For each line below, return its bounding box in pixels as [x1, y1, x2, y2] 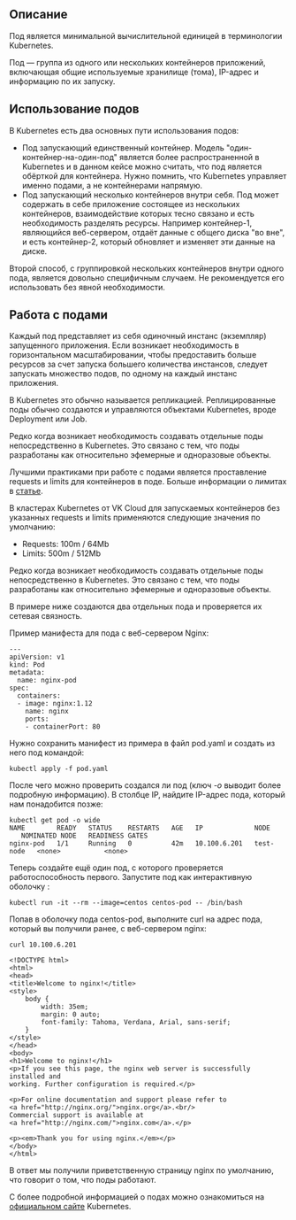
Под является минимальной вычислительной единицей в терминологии [9, 30, 283, 41]
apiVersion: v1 [9, 652, 65, 662]
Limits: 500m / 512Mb [21, 548, 102, 559]
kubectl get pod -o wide [9, 816, 101, 825]
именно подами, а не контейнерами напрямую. [21, 180, 203, 190]
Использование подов [9, 102, 140, 117]
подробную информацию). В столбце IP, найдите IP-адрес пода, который [9, 790, 285, 800]
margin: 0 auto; [41, 1010, 101, 1019]
